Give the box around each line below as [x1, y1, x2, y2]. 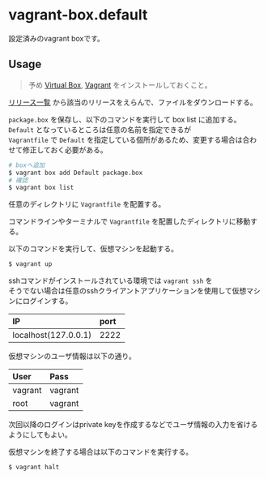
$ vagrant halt [8, 464, 60, 472]
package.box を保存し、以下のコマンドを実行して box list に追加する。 [8, 114, 241, 124]
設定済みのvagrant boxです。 [8, 33, 105, 43]
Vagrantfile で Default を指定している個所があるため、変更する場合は [8, 135, 243, 144]
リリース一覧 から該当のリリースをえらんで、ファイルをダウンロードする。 [8, 97, 257, 107]
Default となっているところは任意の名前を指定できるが [8, 124, 192, 135]
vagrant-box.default [8, 6, 148, 24]
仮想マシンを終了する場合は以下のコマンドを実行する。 [8, 447, 193, 457]
